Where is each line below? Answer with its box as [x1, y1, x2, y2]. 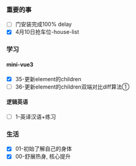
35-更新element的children [15, 75, 81, 82]
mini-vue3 [6, 60, 34, 68]
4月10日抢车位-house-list [15, 28, 80, 36]
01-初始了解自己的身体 [15, 145, 72, 152]
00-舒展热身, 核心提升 [15, 152, 71, 160]
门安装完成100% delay [15, 20, 72, 28]
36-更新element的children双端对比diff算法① [15, 83, 130, 90]
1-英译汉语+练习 [15, 113, 56, 121]
